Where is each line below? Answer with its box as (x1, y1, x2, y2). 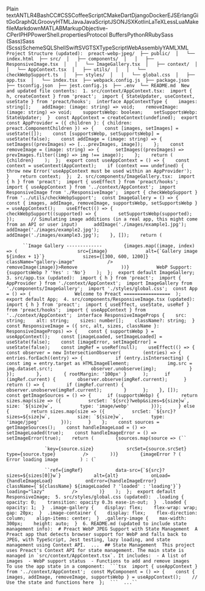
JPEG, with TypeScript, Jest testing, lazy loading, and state (6, 537, 171, 543)
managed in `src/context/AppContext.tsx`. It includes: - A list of (6, 553, 187, 559)
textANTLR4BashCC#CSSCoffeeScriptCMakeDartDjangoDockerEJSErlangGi (6, 12, 199, 19)
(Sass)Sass (6, 38, 35, 45)
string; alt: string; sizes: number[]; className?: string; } (6, 317, 195, 324)
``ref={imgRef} (45, 467, 84, 473)
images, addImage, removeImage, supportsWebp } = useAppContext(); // (6, 574, 198, 580)
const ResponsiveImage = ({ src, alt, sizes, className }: (6, 323, 160, 329)
